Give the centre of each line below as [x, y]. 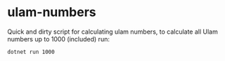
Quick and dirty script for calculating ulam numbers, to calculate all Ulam [112, 32]
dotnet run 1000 [31, 52]
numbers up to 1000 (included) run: [59, 39]
